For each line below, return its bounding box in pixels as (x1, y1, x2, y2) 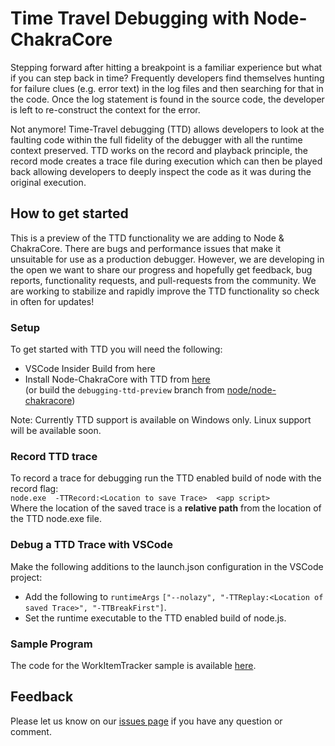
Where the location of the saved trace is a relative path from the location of (10, 502, 322, 514)
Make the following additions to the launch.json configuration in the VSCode (10, 560, 324, 572)
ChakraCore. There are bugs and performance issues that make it (10, 242, 282, 254)
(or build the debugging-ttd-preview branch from (24, 384, 225, 396)
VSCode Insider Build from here (24, 363, 156, 375)
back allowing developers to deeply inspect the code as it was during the (10, 165, 312, 177)
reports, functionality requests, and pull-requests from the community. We (10, 274, 317, 286)
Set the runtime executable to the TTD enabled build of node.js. (24, 612, 287, 624)
